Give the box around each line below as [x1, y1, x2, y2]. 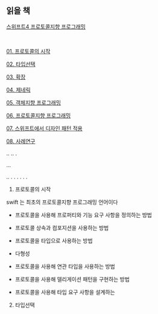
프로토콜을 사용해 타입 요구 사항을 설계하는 [14, 288, 116, 295]
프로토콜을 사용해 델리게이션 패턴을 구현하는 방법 [14, 275, 130, 283]
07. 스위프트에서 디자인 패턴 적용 [6, 125, 83, 132]
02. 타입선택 [6, 60, 36, 68]
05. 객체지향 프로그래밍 [6, 99, 62, 106]
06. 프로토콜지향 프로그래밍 [6, 111, 71, 119]
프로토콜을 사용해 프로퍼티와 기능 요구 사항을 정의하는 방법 [14, 211, 153, 218]
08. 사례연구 [6, 137, 36, 145]
